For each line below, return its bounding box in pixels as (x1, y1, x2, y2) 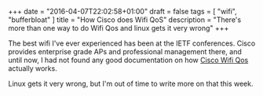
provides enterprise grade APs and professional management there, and (8, 47, 242, 56)
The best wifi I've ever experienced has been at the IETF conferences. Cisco (8, 39, 256, 48)
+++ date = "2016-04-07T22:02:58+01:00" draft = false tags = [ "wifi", (8, 7, 237, 16)
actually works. (8, 64, 57, 73)
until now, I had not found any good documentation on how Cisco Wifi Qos (8, 55, 249, 65)
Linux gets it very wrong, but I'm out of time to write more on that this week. (8, 79, 254, 88)
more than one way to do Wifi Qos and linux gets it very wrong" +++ (8, 24, 229, 32)
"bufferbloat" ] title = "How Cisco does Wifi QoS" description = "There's (8, 15, 242, 24)
